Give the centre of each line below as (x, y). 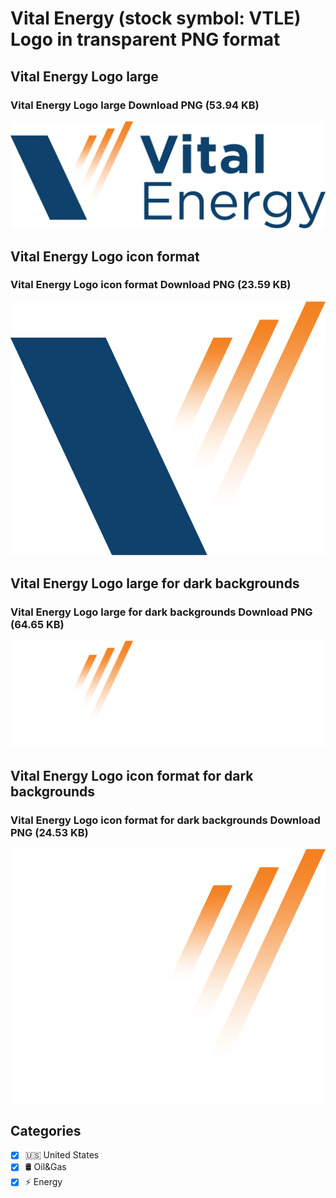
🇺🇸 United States (62, 1155)
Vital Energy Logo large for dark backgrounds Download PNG (161, 612)
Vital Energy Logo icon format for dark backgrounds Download (165, 820)
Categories (46, 1130)
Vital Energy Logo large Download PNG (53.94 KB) (135, 105)
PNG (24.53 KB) (49, 832)
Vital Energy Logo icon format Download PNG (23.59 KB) (151, 285)
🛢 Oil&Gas (45, 1167)
